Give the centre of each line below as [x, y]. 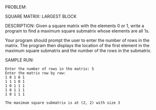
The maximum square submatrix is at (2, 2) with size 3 [62, 103]
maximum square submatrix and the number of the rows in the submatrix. [78, 51]
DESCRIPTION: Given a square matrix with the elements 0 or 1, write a [75, 26]
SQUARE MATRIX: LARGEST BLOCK [41, 16]
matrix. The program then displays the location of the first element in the [77, 45]
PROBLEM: [16, 7]
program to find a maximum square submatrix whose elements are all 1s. [77, 31]
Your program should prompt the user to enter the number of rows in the [77, 40]
